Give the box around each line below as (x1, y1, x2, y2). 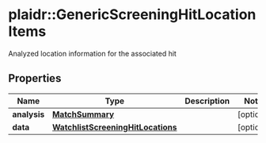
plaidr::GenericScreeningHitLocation (8, 6, 256, 24)
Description (184, 95, 230, 106)
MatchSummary (51, 109, 115, 120)
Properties (8, 71, 62, 85)
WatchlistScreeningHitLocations (51, 122, 177, 133)
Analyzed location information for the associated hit (8, 48, 177, 58)
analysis (12, 109, 45, 120)
